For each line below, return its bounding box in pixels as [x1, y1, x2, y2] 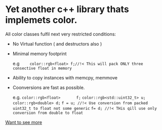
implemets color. [5, 14, 77, 26]
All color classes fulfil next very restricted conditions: [5, 31, 116, 37]
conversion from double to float [12, 110, 84, 115]
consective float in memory [12, 66, 72, 71]
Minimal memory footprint [12, 51, 67, 57]
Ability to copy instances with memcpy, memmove [12, 74, 118, 80]
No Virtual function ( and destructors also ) [12, 40, 102, 47]
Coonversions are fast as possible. [12, 84, 85, 91]
